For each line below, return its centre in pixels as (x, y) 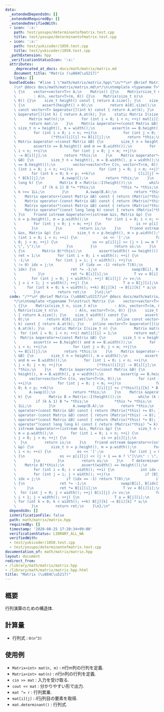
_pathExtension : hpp (30, 55)
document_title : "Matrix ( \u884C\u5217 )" (56, 74)
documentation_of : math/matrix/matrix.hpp (49, 552)
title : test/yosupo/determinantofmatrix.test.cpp (65, 37)
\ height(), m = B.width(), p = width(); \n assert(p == (80, 374)
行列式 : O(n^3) (27, 638)
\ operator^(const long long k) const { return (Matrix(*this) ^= (83, 424)
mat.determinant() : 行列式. (40, 704)
